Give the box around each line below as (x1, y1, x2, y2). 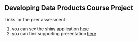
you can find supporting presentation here (11, 31, 97, 36)
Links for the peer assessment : (4, 16, 68, 22)
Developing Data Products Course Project (4, 4, 133, 12)
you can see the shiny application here (11, 26, 89, 31)
